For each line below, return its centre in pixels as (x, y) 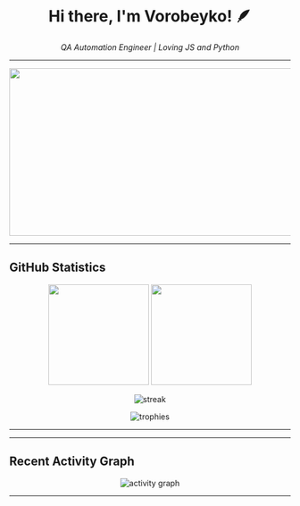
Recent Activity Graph (72, 462)
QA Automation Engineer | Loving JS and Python (150, 47)
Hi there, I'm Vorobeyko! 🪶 (150, 17)
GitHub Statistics (58, 268)
